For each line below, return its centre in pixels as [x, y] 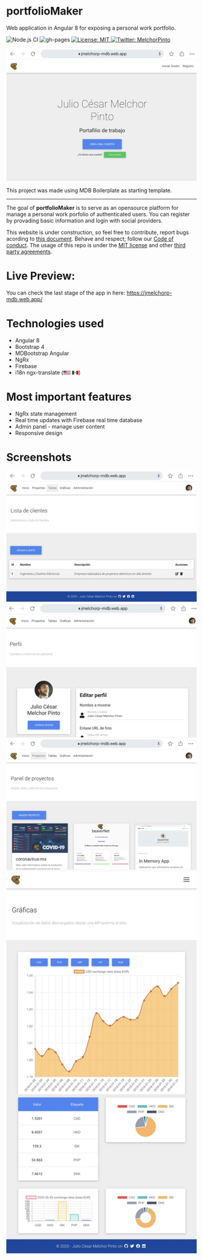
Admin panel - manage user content [60, 426]
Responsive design [39, 433]
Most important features [69, 397]
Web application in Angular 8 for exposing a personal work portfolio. [91, 28]
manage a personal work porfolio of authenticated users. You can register [98, 214]
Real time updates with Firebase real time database [79, 420]
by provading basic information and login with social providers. [85, 220]
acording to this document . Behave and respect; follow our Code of [90, 239]
